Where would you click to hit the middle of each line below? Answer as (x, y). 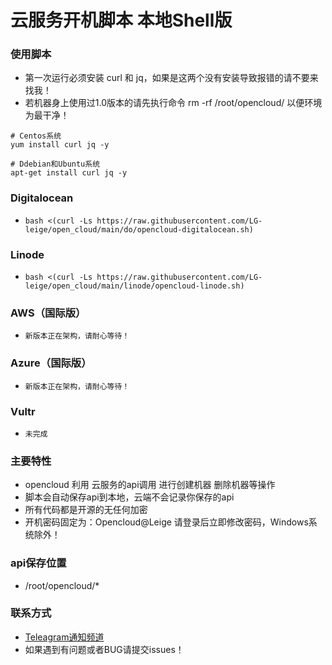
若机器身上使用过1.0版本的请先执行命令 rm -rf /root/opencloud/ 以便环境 (173, 103)
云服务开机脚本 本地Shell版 (121, 20)
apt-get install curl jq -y (69, 173)
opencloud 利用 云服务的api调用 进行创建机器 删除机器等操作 (150, 485)
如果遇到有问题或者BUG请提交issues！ (104, 649)
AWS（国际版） (48, 313)
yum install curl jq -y (60, 145)
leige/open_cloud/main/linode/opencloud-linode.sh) (134, 286)
